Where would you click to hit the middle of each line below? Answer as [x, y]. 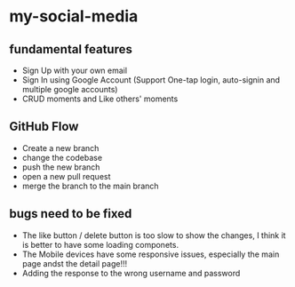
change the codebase [62, 157]
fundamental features [71, 49]
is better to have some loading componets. [100, 244]
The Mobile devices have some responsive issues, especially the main [151, 254]
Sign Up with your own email [74, 70]
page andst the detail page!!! [74, 263]
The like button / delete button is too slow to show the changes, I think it [154, 235]
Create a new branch [60, 147]
